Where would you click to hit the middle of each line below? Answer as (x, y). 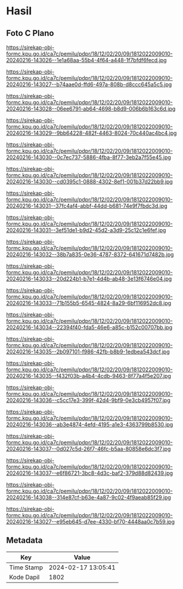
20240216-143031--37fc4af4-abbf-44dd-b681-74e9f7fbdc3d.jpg (87, 206)
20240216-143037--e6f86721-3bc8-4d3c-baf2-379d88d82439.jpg (90, 473)
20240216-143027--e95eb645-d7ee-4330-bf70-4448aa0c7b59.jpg (90, 522)
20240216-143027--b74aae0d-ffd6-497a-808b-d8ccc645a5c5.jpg (89, 84)
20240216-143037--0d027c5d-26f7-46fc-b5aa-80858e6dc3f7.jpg (89, 449)
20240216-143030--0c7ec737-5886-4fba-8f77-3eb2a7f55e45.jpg (89, 157)
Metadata (24, 540)
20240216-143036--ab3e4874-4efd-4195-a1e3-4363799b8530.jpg (90, 425)
